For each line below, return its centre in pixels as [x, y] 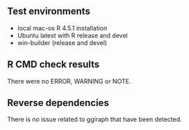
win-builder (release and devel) [62, 43]
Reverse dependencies [58, 103]
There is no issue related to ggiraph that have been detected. [94, 120]
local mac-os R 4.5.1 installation [62, 28]
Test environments [49, 11]
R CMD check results [54, 65]
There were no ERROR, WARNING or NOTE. [69, 81]
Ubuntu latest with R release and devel [72, 35]
